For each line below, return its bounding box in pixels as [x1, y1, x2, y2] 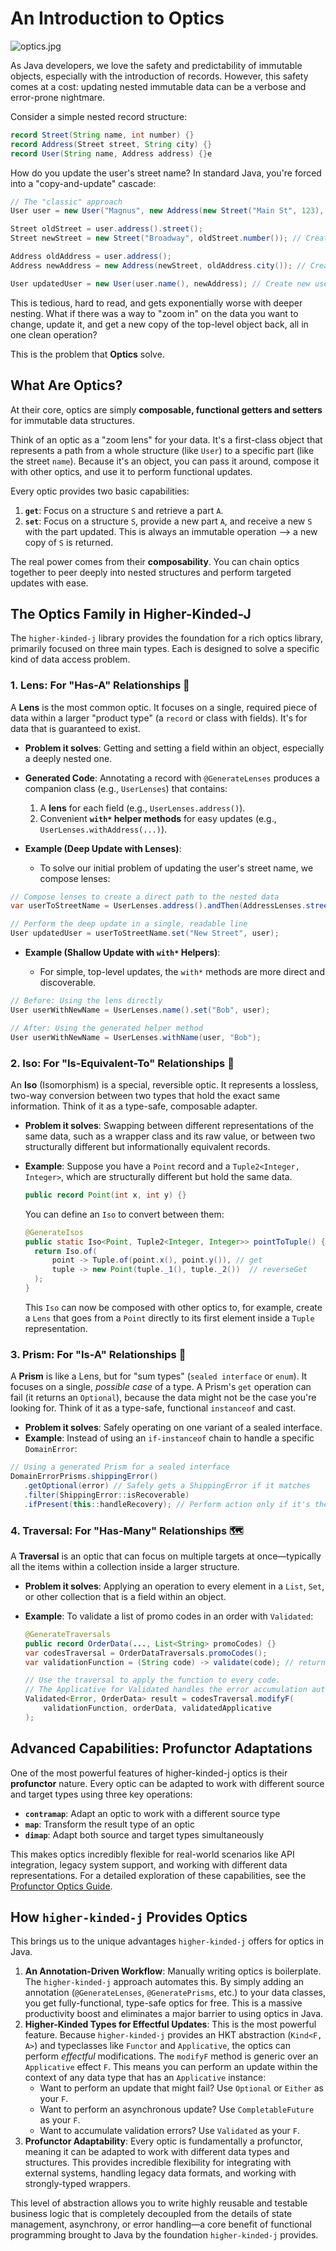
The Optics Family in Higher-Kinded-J [10, 605, 252, 622]
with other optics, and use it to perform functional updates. [10, 465, 253, 477]
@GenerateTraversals [24, 1629, 111, 1639]
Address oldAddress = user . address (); [10, 252, 172, 262]
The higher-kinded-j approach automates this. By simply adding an [24, 1976, 305, 1988]
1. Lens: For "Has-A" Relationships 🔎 [10, 678, 190, 692]
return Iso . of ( [34, 1246, 98, 1256]
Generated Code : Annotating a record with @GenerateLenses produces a [24, 772, 320, 784]
